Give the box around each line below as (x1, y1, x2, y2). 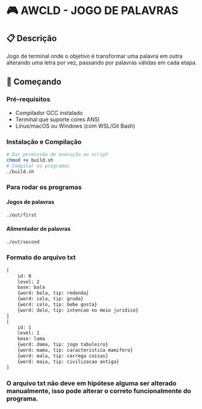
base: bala (17, 284, 45, 290)
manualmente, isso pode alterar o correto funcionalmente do (6, 386, 192, 395)
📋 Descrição (6, 33, 57, 44)
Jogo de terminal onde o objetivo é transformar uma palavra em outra (6, 52, 183, 60)
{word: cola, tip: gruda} (17, 296, 84, 302)
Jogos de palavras (6, 198, 55, 205)
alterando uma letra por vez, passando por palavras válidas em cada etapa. (6, 59, 198, 66)
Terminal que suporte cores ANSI (15, 115, 99, 123)
